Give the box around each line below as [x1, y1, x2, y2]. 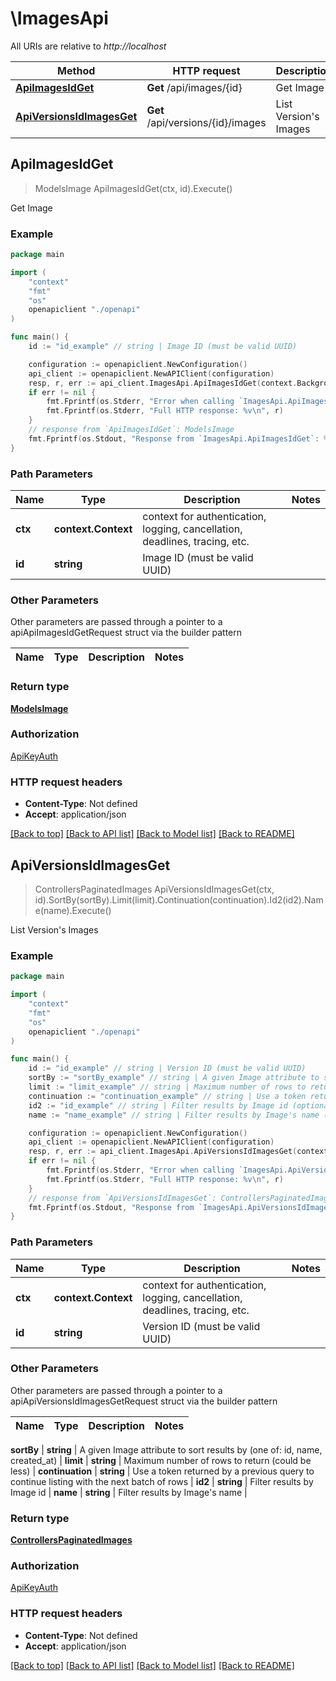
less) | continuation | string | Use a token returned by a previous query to [10, 1465, 315, 1477]
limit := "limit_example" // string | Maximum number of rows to [28, 1082, 307, 1092]
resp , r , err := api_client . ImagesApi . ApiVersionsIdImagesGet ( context [28, 1147, 329, 1157]
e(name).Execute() [34, 904, 112, 916]
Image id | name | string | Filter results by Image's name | [10, 1486, 248, 1498]
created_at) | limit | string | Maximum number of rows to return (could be [10, 1454, 312, 1466]
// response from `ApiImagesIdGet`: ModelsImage [28, 425, 235, 435]
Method [57, 63, 96, 77]
